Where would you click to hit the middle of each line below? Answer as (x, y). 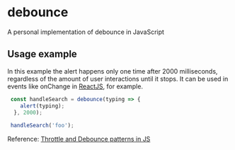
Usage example (42, 54)
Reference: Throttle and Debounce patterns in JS (79, 139)
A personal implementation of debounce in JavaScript (86, 32)
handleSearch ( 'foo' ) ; (42, 126)
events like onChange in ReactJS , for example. (75, 86)
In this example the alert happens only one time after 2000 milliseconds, (113, 71)
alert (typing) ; (42, 106)
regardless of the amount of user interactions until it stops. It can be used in (118, 79)
